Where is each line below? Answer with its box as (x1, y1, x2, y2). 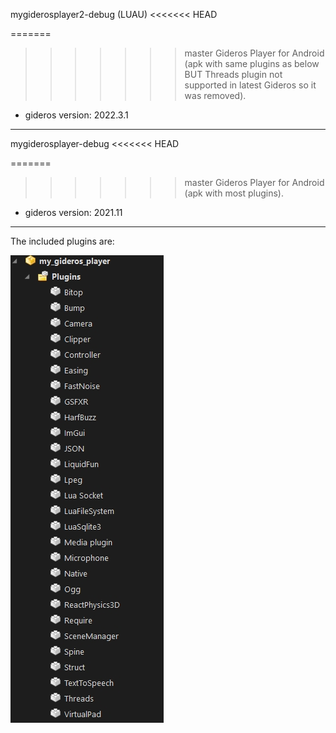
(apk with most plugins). (184, 187, 284, 199)
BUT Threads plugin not (184, 69, 283, 80)
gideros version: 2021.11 (24, 207, 123, 218)
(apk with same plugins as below (184, 58, 320, 69)
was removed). (184, 90, 247, 101)
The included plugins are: (10, 235, 115, 247)
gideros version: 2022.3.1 (24, 109, 129, 121)
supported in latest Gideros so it (184, 79, 317, 91)
